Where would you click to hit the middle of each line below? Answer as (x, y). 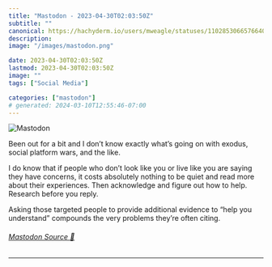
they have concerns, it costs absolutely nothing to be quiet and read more (132, 177)
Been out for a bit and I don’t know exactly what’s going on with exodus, (128, 144)
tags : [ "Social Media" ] (49, 83)
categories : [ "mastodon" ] (52, 98)
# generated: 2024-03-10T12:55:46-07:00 (78, 105)
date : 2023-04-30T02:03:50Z (56, 61)
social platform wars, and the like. (65, 153)
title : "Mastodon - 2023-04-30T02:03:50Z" (81, 16)
